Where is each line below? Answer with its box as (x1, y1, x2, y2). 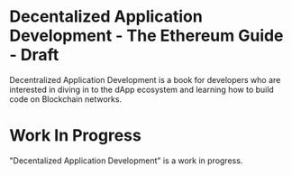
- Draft (9, 45, 59, 65)
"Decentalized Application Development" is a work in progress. (9, 155, 243, 166)
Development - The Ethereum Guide (9, 25, 284, 46)
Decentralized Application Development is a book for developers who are (9, 74, 281, 85)
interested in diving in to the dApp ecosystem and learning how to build (9, 84, 275, 95)
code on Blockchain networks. (9, 93, 123, 105)
